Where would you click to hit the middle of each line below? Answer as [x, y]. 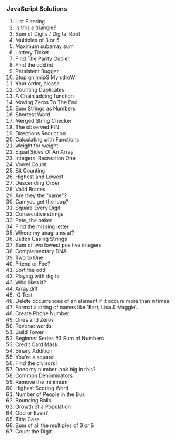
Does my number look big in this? [55, 370]
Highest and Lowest [39, 177]
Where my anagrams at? [44, 233]
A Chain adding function [44, 96]
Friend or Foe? [32, 264]
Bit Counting [30, 171]
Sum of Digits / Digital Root [48, 34]
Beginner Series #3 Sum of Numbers [59, 339]
